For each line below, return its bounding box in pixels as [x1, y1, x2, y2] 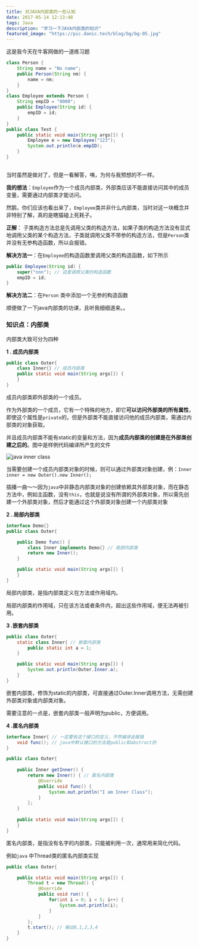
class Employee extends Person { [6, 93, 89, 99]
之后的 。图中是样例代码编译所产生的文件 [11, 441, 111, 448]
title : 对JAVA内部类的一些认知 [6, 8, 76, 15]
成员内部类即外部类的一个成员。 [6, 393, 85, 400]
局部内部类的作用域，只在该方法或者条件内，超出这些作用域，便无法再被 [6, 601, 184, 608]
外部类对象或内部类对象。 [6, 697, 69, 704]
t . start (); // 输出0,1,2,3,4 [27, 924, 98, 930]
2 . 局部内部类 [6, 511, 40, 518]
